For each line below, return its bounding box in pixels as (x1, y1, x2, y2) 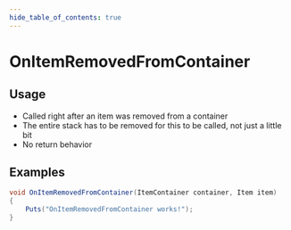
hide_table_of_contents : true (9, 12, 122, 22)
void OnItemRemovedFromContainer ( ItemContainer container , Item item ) (9, 188, 278, 197)
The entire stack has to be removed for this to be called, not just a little (21, 119, 282, 130)
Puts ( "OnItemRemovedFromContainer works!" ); (25, 205, 194, 214)
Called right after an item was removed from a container (21, 111, 229, 121)
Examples (9, 165, 65, 180)
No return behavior (21, 139, 93, 150)
